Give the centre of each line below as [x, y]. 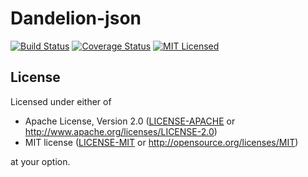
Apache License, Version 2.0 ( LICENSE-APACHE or [130, 121]
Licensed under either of [61, 101]
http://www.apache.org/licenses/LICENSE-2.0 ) [121, 131]
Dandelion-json [76, 18]
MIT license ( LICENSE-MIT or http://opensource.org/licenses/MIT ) [161, 142]
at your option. [40, 161]
